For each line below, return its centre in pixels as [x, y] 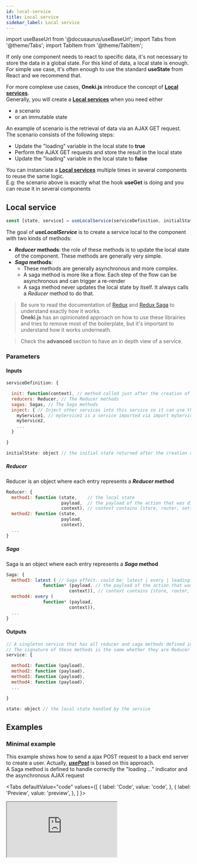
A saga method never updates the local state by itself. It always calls [106, 287]
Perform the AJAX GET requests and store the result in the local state [98, 152]
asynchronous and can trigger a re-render [74, 281]
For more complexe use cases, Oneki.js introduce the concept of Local [92, 87]
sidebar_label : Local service [43, 22]
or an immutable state [41, 117]
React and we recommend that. [44, 76]
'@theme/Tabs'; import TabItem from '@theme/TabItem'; [74, 45]
